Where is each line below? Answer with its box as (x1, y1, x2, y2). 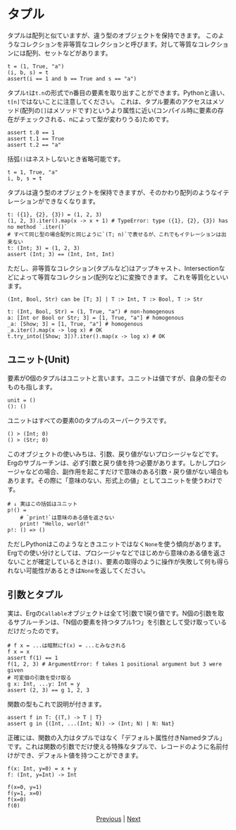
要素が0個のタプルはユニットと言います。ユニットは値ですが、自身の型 (7, 373, 215, 382)
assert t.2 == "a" (7, 141, 61, 148)
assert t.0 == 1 (7, 128, 55, 136)
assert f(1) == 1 (7, 654, 58, 661)
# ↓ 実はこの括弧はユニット (7, 500, 78, 507)
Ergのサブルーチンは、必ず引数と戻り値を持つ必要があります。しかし (7, 458, 208, 467)
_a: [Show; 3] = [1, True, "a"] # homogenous (7, 320, 143, 327)
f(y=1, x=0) (7, 790, 42, 797)
